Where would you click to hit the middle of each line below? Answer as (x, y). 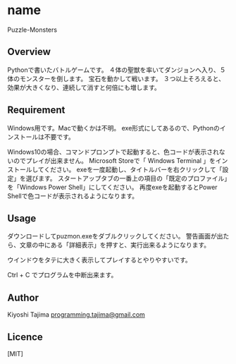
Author (23, 297)
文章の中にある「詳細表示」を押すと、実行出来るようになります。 (115, 245)
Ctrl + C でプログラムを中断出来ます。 (62, 275)
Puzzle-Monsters (32, 30)
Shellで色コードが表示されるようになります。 (73, 195)
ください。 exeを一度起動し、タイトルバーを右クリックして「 (133, 169)
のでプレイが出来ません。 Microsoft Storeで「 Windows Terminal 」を (114, 160)
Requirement (36, 110)
